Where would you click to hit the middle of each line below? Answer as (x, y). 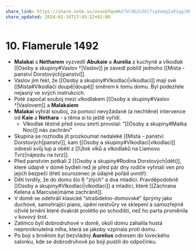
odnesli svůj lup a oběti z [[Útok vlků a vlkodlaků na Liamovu (87, 149)
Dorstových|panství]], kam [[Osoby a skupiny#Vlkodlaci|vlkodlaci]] (95, 142)
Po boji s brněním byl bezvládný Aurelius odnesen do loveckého (92, 236)
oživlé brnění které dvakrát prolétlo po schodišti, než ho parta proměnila (101, 211)
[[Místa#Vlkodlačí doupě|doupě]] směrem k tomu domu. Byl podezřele (99, 87)
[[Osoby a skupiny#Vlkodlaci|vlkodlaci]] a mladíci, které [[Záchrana (95, 186)
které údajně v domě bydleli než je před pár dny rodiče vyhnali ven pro (99, 168)
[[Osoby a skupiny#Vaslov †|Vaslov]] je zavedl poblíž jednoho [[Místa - (99, 68)
